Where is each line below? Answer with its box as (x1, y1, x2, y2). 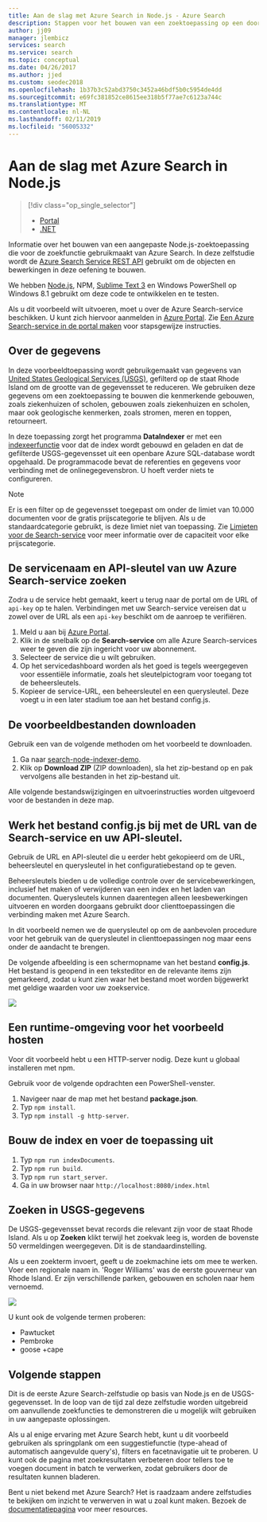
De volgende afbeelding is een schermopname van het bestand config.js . (8, 957, 250, 967)
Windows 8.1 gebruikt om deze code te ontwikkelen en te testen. (8, 288, 219, 299)
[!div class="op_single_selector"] (27, 200, 137, 209)
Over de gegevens (8, 344, 101, 358)
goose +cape (19, 1344, 64, 1354)
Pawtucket (19, 1328, 56, 1337)
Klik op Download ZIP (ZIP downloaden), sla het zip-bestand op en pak (19, 763, 253, 773)
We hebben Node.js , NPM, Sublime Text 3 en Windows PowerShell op (8, 280, 237, 290)
